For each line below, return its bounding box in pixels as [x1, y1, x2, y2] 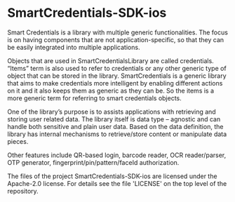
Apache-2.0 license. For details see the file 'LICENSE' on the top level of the [7, 179, 227, 187]
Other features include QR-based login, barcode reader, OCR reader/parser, [7, 151, 227, 159]
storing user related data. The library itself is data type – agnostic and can [7, 114, 221, 123]
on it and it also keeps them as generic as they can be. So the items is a [7, 86, 215, 95]
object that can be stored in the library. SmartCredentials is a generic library [7, 72, 227, 80]
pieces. [7, 137, 29, 145]
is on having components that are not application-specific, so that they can [7, 35, 224, 43]
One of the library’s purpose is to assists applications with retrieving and [7, 107, 216, 116]
